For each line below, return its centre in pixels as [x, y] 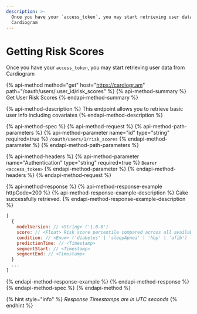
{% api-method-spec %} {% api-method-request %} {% [74, 127]
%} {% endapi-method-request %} [69, 175]
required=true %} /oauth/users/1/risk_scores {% [67, 139]
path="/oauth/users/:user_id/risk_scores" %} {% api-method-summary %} [96, 91]
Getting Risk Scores [55, 51]
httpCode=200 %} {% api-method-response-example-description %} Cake [97, 193]
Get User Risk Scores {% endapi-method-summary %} [72, 98]
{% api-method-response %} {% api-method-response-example [84, 187]
